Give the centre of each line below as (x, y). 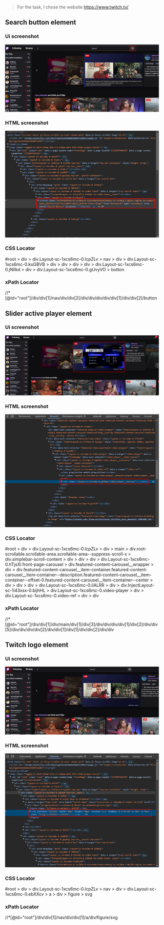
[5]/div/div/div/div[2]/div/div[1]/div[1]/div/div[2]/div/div (60, 629)
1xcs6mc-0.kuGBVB (25, 264)
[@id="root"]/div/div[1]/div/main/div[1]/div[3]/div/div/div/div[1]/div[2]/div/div (82, 624)
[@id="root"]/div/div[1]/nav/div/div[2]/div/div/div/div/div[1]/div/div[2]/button (81, 298)
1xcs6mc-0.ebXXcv (24, 894)
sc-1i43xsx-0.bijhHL (25, 590)
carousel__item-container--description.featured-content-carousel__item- (79, 575)
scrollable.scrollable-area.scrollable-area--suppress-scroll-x (66, 554)
